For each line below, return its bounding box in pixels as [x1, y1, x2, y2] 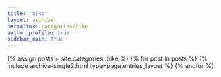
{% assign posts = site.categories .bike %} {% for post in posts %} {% [7, 54, 208, 63]
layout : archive [7, 16, 54, 23]
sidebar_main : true [7, 36, 64, 43]
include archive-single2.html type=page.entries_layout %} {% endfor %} [7, 62, 215, 70]
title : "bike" [7, 10, 48, 17]
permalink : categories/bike [7, 23, 89, 30]
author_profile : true [7, 29, 70, 36]
